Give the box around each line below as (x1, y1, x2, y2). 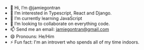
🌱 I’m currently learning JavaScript (10, 15, 82, 21)
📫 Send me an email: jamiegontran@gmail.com (10, 26, 110, 32)
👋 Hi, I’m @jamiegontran (10, 5, 61, 10)
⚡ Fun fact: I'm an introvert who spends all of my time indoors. (10, 39, 140, 45)
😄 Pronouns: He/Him (10, 33, 55, 39)
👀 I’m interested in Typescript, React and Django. (10, 10, 112, 16)
